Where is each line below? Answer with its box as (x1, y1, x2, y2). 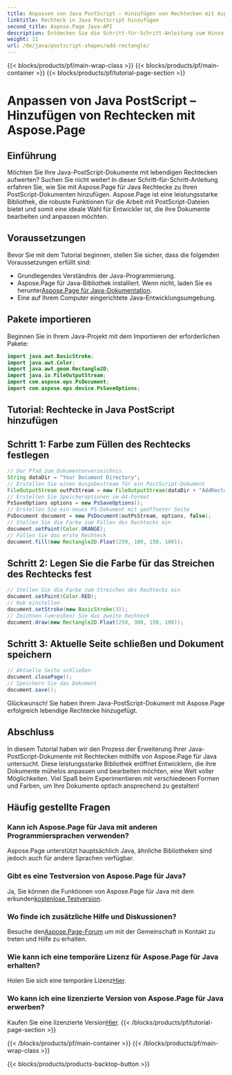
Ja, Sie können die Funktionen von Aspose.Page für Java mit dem (7, 887, 195, 895)
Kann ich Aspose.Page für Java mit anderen (7, 822, 157, 832)
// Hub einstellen (7, 599, 60, 606)
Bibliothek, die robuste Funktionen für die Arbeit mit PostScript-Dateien (7, 198, 209, 206)
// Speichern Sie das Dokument (7, 680, 97, 687)
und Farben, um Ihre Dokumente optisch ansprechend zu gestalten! (7, 782, 200, 790)
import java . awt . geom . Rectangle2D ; (7, 365, 110, 372)
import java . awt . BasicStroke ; (7, 352, 95, 360)
